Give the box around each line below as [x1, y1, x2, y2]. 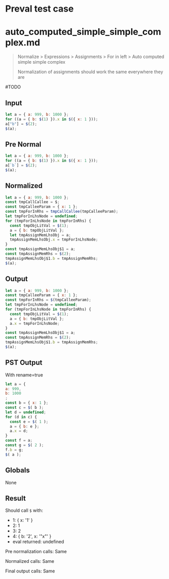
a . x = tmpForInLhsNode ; [10, 321, 60, 326]
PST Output [5, 358, 43, 367]
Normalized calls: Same [5, 558, 54, 564]
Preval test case [5, 3, 74, 15]
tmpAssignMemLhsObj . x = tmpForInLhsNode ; [10, 237, 98, 243]
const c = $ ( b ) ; [5, 405, 44, 410]
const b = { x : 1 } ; [5, 400, 49, 406]
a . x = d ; [10, 428, 28, 433]
